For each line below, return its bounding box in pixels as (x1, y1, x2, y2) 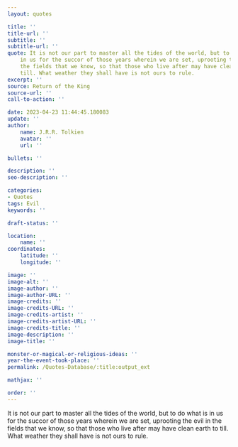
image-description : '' (7, 331, 74, 338)
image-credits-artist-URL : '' (7, 318, 97, 325)
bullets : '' (7, 154, 42, 162)
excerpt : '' (7, 76, 42, 83)
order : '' (7, 389, 37, 397)
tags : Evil (7, 200, 40, 207)
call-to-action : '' (7, 96, 65, 103)
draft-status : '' (7, 220, 59, 227)
